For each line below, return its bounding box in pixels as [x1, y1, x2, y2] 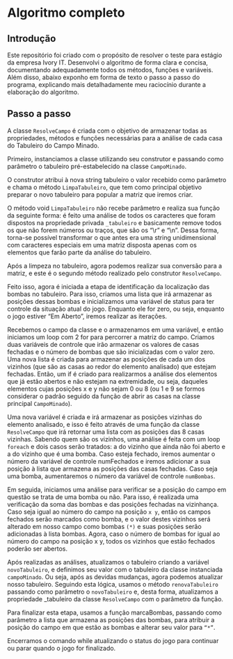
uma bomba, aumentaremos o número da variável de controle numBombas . [7, 471, 216, 480]
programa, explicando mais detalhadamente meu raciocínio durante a [7, 81, 207, 88]
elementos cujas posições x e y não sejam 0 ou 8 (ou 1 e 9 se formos [7, 384, 205, 393]
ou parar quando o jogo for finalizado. [7, 644, 116, 652]
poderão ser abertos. [7, 544, 68, 553]
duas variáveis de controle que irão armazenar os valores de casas [7, 340, 200, 348]
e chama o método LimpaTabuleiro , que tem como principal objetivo [7, 183, 202, 191]
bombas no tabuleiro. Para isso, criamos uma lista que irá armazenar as [7, 290, 212, 298]
